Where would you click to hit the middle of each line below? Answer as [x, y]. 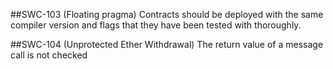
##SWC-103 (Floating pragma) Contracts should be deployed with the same [167, 14]
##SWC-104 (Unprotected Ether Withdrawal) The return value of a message [167, 44]
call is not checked [49, 55]
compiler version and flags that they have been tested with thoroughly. [156, 25]
